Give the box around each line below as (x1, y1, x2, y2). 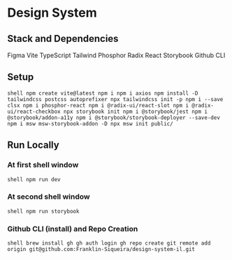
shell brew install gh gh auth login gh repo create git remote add (7, 240, 211, 247)
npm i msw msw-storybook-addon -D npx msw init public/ (7, 120, 173, 127)
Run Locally (7, 139, 59, 151)
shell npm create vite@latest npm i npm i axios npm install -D (7, 89, 198, 97)
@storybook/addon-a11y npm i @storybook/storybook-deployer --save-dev (7, 114, 220, 121)
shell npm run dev (7, 176, 61, 183)
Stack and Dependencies (7, 33, 119, 45)
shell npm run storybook (7, 208, 80, 215)
